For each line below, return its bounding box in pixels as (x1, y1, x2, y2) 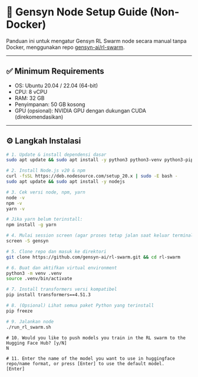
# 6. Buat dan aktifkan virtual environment (6, 265, 117, 271)
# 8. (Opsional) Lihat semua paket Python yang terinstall (6, 303, 154, 309)
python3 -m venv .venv (6, 270, 62, 276)
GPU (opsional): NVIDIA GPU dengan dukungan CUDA (14, 107, 146, 114)
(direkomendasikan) (14, 113, 64, 120)
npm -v (6, 200, 22, 206)
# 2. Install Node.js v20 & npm (6, 168, 85, 173)
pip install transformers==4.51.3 (6, 292, 91, 298)
